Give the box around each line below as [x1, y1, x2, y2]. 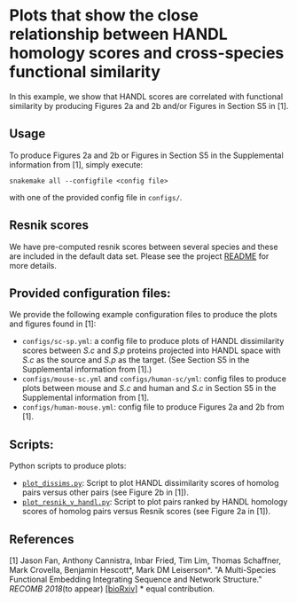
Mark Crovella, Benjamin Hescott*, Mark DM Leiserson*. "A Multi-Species [9, 565, 277, 575]
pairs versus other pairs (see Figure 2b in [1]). [21, 487, 189, 497]
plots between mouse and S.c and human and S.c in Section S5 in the [21, 383, 277, 394]
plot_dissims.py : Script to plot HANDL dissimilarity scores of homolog [21, 478, 279, 489]
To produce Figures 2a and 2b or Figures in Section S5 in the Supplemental [9, 150, 284, 161]
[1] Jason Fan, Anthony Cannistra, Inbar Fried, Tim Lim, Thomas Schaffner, [9, 555, 282, 566]
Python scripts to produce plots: [9, 460, 127, 471]
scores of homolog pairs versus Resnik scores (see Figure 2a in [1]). [21, 506, 271, 517]
